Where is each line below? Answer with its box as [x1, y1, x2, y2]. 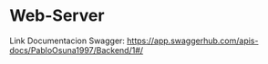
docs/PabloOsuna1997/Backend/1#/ [9, 44, 144, 55]
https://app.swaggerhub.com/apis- [127, 35, 259, 46]
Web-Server [9, 5, 105, 26]
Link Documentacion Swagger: [9, 35, 126, 46]
